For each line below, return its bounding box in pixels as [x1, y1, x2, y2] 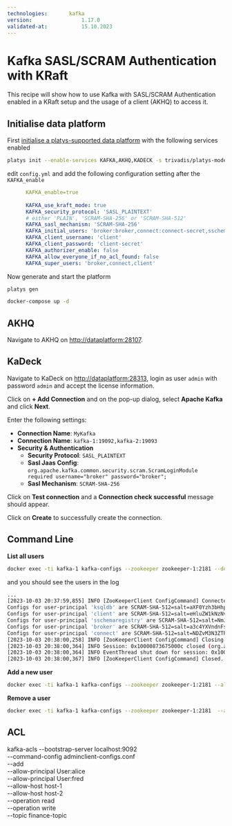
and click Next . [7, 402, 50, 411]
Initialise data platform [7, 118, 106, 129]
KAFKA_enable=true [25, 189, 79, 196]
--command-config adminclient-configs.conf [7, 752, 136, 760]
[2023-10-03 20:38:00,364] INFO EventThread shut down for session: [7, 649, 209, 656]
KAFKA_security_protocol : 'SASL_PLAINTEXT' [25, 208, 153, 215]
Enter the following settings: [7, 415, 87, 424]
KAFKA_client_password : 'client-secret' [25, 240, 144, 247]
